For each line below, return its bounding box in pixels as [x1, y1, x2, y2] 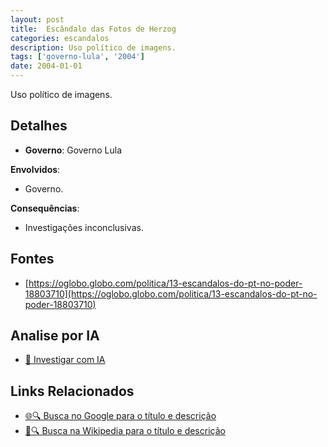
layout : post [10, 14, 65, 25]
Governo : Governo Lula [24, 144, 123, 156]
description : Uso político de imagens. [10, 42, 177, 53]
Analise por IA [10, 327, 100, 345]
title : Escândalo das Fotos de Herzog [10, 24, 177, 34]
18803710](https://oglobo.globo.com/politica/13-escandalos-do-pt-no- [24, 287, 318, 300]
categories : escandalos [10, 33, 110, 43]
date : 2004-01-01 [10, 61, 83, 71]
